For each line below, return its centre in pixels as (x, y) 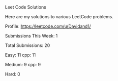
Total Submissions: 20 (28, 45)
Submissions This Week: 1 (31, 36)
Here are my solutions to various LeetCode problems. (59, 17)
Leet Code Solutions (26, 7)
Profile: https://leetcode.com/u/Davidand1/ (48, 26)
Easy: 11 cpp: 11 (20, 55)
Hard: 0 (13, 74)
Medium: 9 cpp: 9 (23, 64)
